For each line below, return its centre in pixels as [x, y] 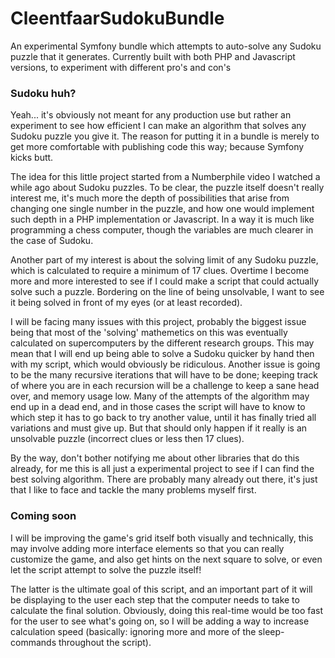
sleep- [271, 631]
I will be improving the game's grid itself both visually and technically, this [162, 538]
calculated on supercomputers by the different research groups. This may [162, 343]
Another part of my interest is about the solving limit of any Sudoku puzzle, [164, 260]
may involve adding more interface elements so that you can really [147, 548]
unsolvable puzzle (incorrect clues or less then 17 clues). [127, 439]
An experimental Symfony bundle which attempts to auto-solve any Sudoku [166, 46]
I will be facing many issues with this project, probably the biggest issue [158, 322]
